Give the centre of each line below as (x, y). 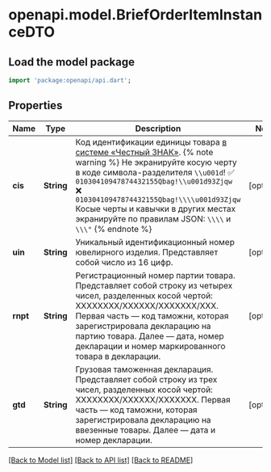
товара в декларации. (118, 356)
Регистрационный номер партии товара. (155, 275)
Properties (35, 105)
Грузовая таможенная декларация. (144, 369)
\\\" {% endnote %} (114, 229)
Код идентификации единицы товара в (151, 141)
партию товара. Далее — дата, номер (150, 335)
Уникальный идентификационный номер (155, 242)
